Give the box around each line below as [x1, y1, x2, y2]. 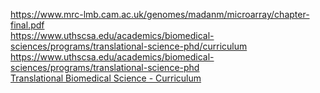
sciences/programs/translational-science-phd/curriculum [10, 40, 248, 52]
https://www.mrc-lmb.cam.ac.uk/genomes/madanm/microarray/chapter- [10, 9, 310, 20]
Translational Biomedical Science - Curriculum [10, 72, 202, 84]
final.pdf [10, 19, 45, 31]
